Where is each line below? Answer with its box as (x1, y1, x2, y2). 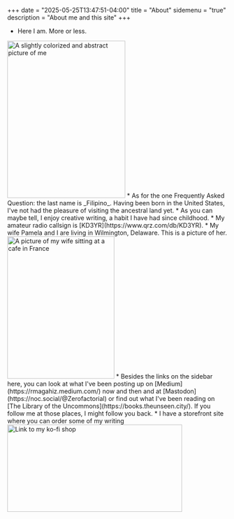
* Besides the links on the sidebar (115, 372, 213, 380)
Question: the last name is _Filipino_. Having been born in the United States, (7, 199, 225, 207)
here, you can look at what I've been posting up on (7, 380, 154, 388)
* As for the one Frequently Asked (126, 191, 225, 200)
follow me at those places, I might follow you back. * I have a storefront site (7, 409, 224, 418)
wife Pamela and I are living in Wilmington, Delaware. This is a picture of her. (7, 228, 227, 237)
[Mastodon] (163, 387, 197, 395)
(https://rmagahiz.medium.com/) (7, 387, 101, 395)
